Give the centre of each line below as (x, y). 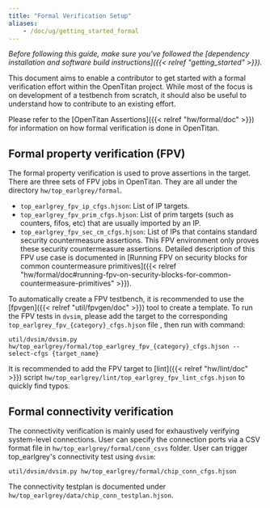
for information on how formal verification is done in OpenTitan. (114, 128)
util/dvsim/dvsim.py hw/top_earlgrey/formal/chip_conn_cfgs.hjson (122, 472)
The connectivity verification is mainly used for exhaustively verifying (124, 431)
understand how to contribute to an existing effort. (92, 104)
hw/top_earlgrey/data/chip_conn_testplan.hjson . (91, 495)
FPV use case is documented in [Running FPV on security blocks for (134, 258)
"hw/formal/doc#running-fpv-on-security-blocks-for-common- (126, 275)
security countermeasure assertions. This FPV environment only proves (139, 240)
